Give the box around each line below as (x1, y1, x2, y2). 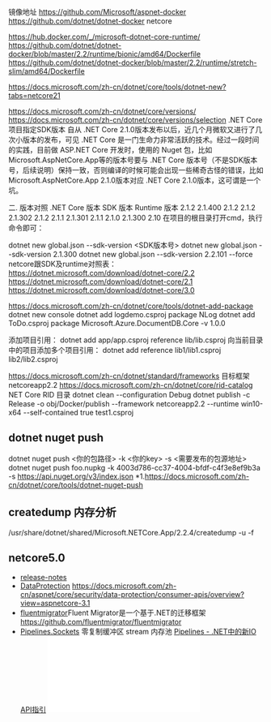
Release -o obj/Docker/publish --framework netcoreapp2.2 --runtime (8, 399, 239, 408)
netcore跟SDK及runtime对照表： (8, 259, 117, 269)
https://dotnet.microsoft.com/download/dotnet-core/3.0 (8, 286, 196, 294)
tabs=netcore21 (8, 91, 61, 100)
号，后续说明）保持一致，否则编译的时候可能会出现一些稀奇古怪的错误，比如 (8, 165, 264, 174)
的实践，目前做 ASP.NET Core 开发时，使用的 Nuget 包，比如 (8, 145, 213, 154)
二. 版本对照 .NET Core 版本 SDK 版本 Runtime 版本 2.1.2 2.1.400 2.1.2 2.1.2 (8, 203, 256, 213)
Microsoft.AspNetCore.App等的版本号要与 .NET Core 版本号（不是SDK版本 (8, 155, 258, 165)
